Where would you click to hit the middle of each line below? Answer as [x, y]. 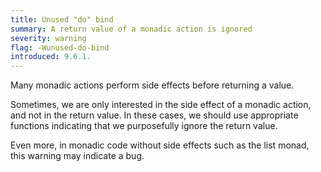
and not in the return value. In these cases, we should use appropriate [154, 115]
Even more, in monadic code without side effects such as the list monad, [160, 145]
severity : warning [48, 38]
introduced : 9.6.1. [51, 57]
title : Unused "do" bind [62, 19]
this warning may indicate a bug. [77, 156]
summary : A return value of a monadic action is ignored [131, 29]
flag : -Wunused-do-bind [60, 47]
